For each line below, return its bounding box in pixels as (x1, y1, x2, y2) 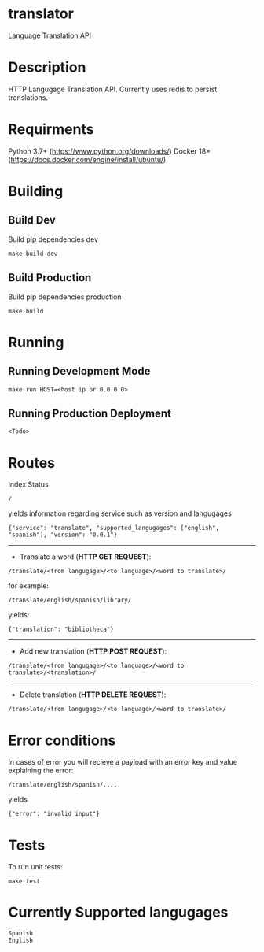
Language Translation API (8, 31, 92, 40)
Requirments (8, 120, 94, 139)
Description (8, 58, 86, 76)
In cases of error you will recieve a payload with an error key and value (8, 758, 238, 767)
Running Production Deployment (8, 407, 171, 420)
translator (8, 5, 75, 23)
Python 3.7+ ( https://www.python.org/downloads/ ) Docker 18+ (8, 146, 211, 156)
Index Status (8, 480, 49, 489)
